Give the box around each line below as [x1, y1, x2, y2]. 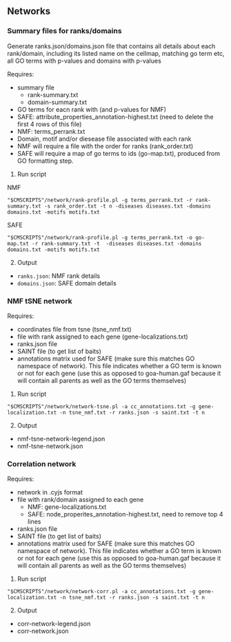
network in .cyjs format [17, 488, 83, 496]
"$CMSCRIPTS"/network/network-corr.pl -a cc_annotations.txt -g [7, 588, 196, 595]
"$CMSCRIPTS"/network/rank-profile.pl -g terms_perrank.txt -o [7, 234, 193, 241]
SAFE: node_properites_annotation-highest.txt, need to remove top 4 [27, 510, 223, 519]
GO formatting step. [17, 157, 74, 165]
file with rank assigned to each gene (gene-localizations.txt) [17, 332, 188, 341]
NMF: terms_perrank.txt [17, 127, 86, 135]
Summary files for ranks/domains [7, 26, 122, 36]
